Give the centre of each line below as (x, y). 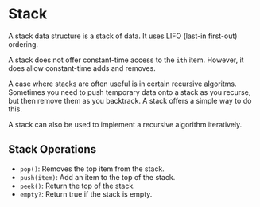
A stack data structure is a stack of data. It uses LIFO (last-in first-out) (123, 36)
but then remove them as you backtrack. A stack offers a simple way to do (130, 100)
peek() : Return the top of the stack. (77, 186)
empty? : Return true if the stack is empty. (86, 194)
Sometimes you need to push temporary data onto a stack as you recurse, (130, 92)
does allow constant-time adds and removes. (82, 68)
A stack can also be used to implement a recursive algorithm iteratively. (125, 124)
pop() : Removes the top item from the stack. (92, 169)
